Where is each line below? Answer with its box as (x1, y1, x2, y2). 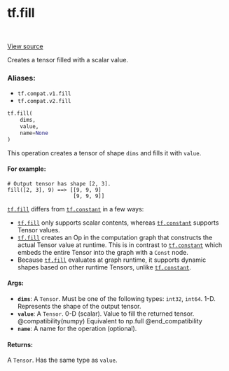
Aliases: (7, 73, 36, 83)
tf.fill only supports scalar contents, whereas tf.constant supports (17, 218, 219, 227)
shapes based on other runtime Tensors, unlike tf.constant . (17, 262, 191, 271)
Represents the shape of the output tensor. (17, 302, 141, 311)
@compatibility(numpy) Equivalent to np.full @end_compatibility (17, 317, 203, 325)
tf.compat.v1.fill (17, 90, 71, 97)
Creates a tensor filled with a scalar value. (7, 55, 128, 64)
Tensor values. (17, 225, 61, 234)
